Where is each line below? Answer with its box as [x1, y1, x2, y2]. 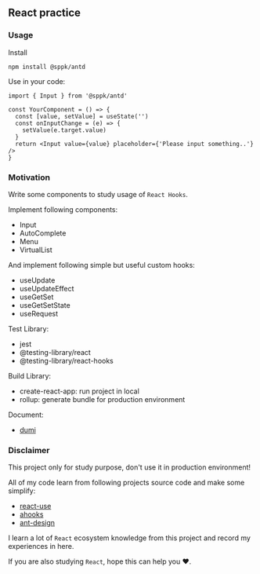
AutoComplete [19, 228, 67, 238]
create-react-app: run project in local [19, 386, 139, 396]
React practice [8, 6, 81, 20]
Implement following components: [8, 204, 118, 214]
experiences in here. [8, 542, 74, 551]
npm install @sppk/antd [8, 63, 86, 71]
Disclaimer [8, 444, 50, 455]
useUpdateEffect [19, 283, 74, 293]
